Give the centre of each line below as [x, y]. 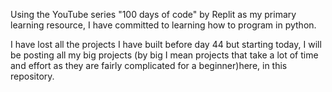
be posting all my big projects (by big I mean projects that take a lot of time [164, 55]
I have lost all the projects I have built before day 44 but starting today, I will [166, 44]
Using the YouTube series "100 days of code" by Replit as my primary [153, 14]
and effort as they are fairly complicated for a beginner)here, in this [149, 65]
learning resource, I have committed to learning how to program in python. [163, 25]
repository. [32, 76]
